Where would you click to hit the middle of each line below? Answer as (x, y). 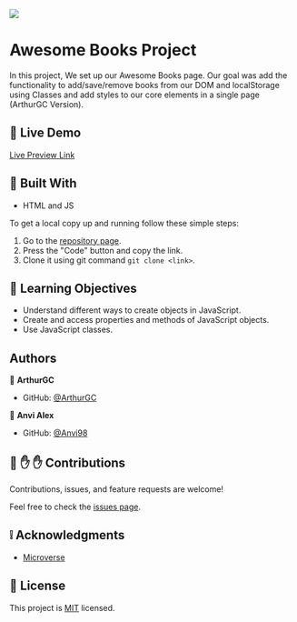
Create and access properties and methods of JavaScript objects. (146, 320)
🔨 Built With (43, 183)
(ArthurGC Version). (47, 104)
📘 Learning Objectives (74, 288)
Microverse (44, 557)
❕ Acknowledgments (67, 535)
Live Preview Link (42, 155)
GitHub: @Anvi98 (55, 433)
